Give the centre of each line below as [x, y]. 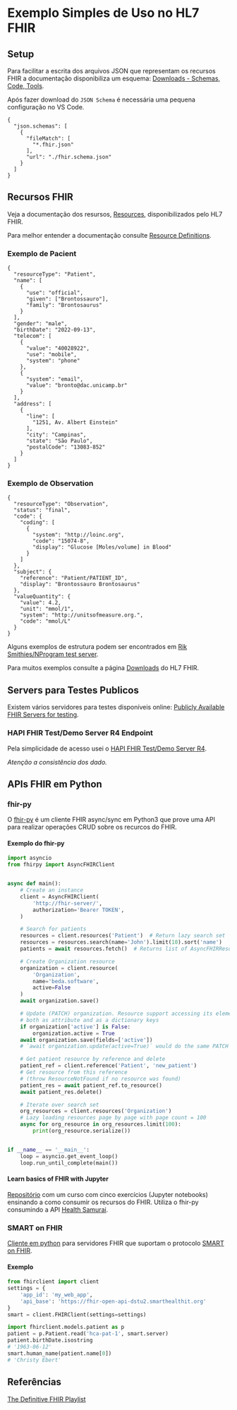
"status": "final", [42, 510]
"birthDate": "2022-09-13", [55, 330]
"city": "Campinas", [56, 435]
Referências [35, 1382]
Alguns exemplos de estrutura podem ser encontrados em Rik [97, 647]
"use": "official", [54, 293]
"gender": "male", [41, 324]
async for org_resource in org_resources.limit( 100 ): [101, 1124]
